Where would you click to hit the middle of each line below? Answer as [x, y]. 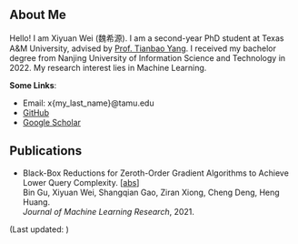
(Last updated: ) [40, 229]
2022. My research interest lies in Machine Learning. [108, 67]
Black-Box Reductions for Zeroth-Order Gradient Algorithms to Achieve [155, 173]
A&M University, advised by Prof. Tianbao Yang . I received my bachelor [143, 48]
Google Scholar [52, 122]
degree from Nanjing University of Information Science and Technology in [148, 57]
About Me [38, 15]
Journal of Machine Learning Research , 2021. [109, 211]
